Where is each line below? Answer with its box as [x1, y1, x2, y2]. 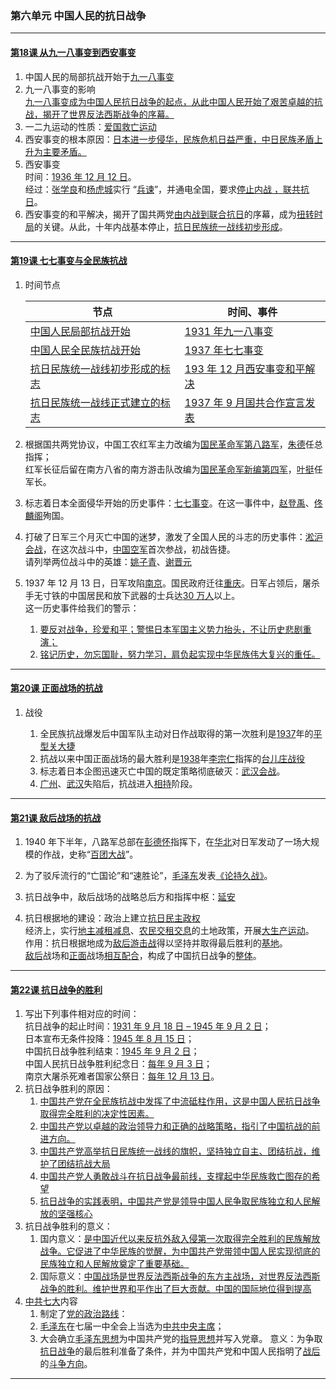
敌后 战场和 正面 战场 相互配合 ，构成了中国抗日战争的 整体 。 [24, 950, 262, 962]
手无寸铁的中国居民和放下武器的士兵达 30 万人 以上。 [24, 589, 241, 601]
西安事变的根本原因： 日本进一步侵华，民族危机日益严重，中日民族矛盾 [24, 133, 315, 145]
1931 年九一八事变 [184, 324, 274, 338]
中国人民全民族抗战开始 [29, 343, 141, 357]
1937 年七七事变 [184, 343, 264, 357]
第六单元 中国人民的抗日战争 [10, 8, 147, 22]
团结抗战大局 [57, 1158, 111, 1170]
